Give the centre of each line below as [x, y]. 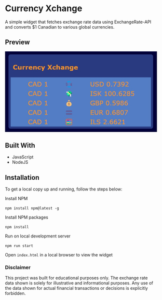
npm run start [19, 246]
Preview [18, 42]
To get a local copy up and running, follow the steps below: [64, 189]
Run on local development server [38, 236]
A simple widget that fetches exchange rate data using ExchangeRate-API [78, 22]
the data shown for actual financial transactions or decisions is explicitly [76, 288]
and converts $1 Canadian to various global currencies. [60, 27]
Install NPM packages [27, 217]
